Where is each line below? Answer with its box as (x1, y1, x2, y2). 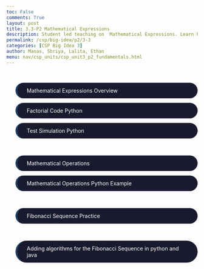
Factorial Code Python (26, 107, 83, 114)
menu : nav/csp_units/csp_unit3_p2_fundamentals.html (6, 54, 143, 60)
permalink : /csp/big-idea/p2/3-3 (6, 37, 91, 43)
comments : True (6, 15, 45, 21)
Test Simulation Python (26, 127, 85, 134)
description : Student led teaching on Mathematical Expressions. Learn (6, 32, 194, 38)
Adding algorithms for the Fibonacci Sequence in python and (26, 245, 179, 252)
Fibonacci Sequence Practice (26, 212, 100, 219)
